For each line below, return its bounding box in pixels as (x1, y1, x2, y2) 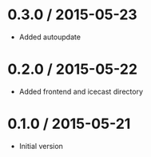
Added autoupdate (18, 32, 81, 42)
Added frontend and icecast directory (18, 87, 143, 96)
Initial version (18, 141, 63, 151)
